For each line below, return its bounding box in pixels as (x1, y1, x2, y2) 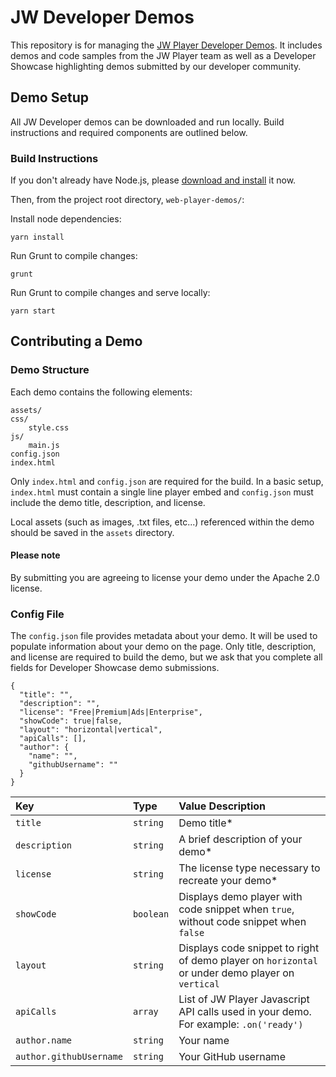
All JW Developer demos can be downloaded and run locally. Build (10, 116, 285, 128)
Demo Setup (10, 89, 89, 106)
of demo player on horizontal (178, 954, 318, 968)
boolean (132, 909, 170, 920)
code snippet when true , (178, 902, 295, 916)
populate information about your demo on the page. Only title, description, (10, 641, 317, 653)
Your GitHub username (178, 1050, 286, 1064)
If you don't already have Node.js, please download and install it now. (10, 174, 297, 186)
